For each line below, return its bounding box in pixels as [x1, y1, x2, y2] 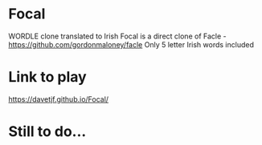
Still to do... [8, 123, 87, 141]
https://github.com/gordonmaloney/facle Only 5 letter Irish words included [8, 39, 255, 49]
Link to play [8, 68, 87, 87]
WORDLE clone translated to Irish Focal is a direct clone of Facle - [8, 31, 227, 41]
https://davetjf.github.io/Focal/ [8, 94, 109, 104]
